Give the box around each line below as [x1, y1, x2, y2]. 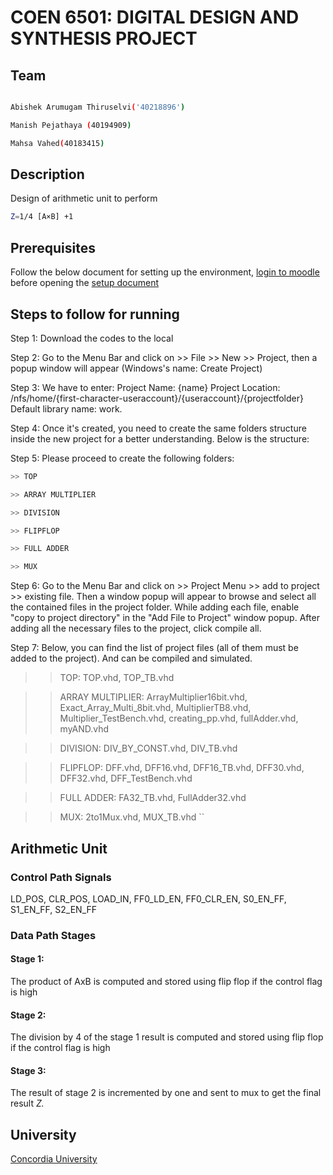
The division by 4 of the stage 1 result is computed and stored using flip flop [10, 1031, 324, 1043]
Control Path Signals [10, 870, 112, 884]
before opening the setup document [10, 277, 160, 289]
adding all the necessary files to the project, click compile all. [10, 622, 262, 635]
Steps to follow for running [10, 306, 180, 323]
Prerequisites [10, 239, 96, 256]
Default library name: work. [10, 402, 123, 415]
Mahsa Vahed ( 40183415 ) [10, 138, 105, 148]
